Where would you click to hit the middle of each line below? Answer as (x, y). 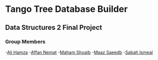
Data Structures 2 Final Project (54, 28)
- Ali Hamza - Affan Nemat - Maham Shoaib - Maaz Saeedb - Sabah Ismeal (79, 52)
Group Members (25, 42)
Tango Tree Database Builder (67, 9)
